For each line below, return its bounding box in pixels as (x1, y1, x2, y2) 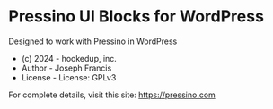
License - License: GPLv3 (21, 71, 117, 82)
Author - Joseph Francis (21, 63, 112, 73)
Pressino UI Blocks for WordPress (8, 6, 264, 27)
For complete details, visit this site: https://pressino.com (8, 89, 216, 100)
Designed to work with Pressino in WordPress (8, 36, 178, 46)
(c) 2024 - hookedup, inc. (21, 53, 118, 63)
